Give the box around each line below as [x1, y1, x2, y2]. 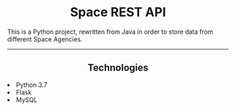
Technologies [87, 62, 149, 74]
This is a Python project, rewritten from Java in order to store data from [7, 27, 214, 36]
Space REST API [70, 4, 166, 20]
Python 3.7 [16, 80, 48, 89]
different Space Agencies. [7, 34, 83, 43]
